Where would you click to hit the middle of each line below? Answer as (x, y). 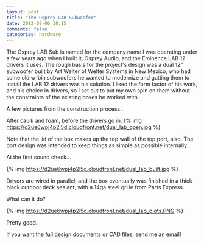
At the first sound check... (39, 157)
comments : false (27, 29)
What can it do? (26, 199)
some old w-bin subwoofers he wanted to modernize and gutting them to (98, 78)
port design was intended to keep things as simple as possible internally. (97, 145)
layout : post (23, 12)
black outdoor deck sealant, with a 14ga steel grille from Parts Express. (95, 187)
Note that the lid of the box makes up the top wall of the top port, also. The (100, 139)
